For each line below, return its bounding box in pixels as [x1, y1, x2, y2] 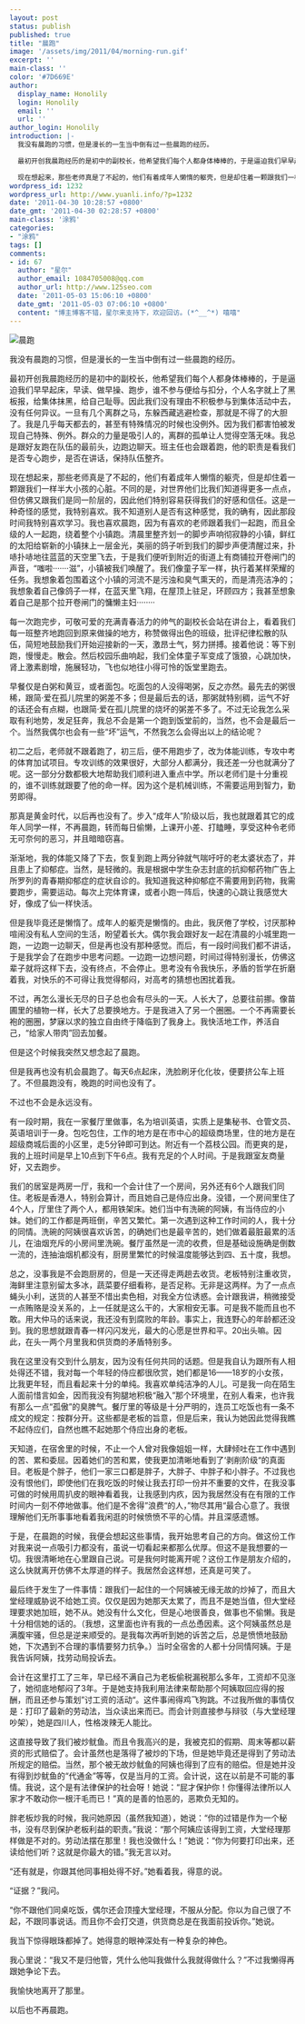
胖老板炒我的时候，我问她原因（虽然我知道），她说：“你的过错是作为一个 [9, 1812, 280, 1823]
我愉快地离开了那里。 [9, 1985, 89, 1996]
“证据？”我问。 [9, 1885, 65, 1896]
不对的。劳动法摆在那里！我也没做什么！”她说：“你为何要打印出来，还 [33, 1835, 295, 1846]
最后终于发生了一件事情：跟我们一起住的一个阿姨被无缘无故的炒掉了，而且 [9, 1583, 288, 1595]
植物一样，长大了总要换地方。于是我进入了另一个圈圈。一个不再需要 [33, 1004, 288, 1015]
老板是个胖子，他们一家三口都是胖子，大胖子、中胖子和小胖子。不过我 [25, 1465, 288, 1477]
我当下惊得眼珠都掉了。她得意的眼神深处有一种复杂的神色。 [9, 1935, 232, 1946]
